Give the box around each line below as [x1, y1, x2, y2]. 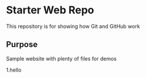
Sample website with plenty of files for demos [6, 55, 117, 62]
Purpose [6, 40, 38, 49]
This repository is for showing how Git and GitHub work [6, 23, 140, 30]
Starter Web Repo [6, 3, 94, 17]
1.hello [6, 66, 22, 73]
